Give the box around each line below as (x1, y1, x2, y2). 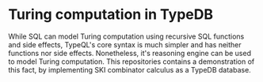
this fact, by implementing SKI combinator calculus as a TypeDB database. (8, 65, 251, 74)
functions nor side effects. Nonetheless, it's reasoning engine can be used (8, 48, 252, 58)
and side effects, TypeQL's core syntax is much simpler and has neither (8, 39, 242, 49)
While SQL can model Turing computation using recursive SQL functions (8, 32, 245, 41)
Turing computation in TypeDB (8, 6, 214, 24)
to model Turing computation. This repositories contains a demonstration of (8, 57, 255, 66)
